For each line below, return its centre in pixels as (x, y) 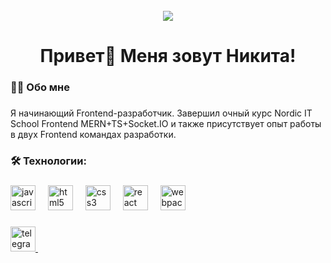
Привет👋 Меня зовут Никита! (168, 56)
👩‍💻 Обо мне (40, 87)
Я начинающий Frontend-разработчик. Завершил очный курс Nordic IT (161, 113)
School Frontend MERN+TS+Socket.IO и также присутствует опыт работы (166, 124)
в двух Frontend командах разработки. (93, 135)
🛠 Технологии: (48, 161)
